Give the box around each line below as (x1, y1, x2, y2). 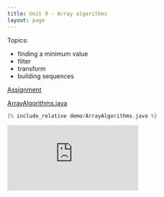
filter (17, 57, 31, 65)
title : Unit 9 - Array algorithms (7, 10, 108, 17)
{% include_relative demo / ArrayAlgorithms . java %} (7, 112, 158, 119)
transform (17, 64, 47, 73)
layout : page (7, 17, 45, 24)
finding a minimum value (17, 50, 89, 58)
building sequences (17, 71, 75, 80)
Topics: (7, 36, 29, 44)
